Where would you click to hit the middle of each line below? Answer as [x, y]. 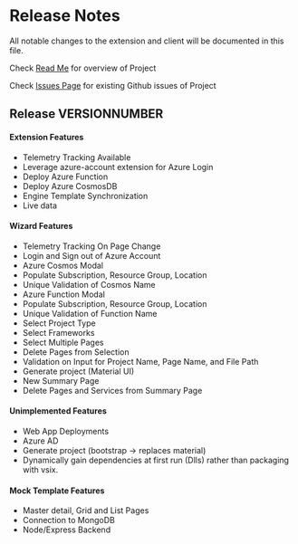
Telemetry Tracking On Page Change [91, 246]
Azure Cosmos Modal [63, 265]
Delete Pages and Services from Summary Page [112, 390]
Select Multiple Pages [63, 342]
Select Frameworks [58, 332]
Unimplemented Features [58, 411]
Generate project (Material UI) [78, 371]
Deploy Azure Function [65, 177]
